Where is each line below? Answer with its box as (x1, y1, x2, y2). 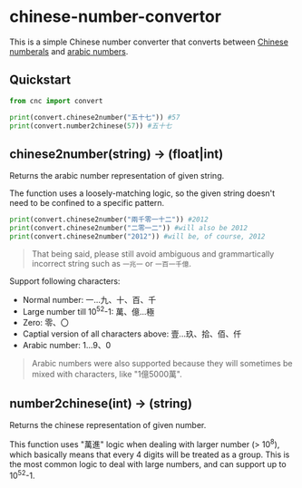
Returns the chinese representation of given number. (9, 420, 207, 431)
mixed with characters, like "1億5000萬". (31, 369, 183, 380)
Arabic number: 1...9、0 (22, 340, 112, 351)
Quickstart (9, 73, 72, 88)
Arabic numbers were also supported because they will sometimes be (31, 358, 293, 369)
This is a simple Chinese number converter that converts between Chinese (9, 36, 288, 47)
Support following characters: (9, 275, 121, 287)
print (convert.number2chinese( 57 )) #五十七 (9, 121, 172, 131)
